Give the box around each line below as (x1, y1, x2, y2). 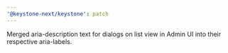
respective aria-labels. (6, 37, 72, 46)
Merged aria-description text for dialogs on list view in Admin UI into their (6, 30, 222, 38)
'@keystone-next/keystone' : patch (6, 10, 109, 18)
